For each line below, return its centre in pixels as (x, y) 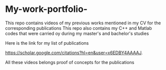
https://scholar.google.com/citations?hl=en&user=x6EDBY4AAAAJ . (74, 53)
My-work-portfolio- (46, 9)
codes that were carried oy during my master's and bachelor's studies (77, 33)
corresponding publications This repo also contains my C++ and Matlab (79, 28)
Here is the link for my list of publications (47, 43)
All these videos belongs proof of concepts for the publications (70, 62)
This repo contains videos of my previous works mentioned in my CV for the (83, 23)
